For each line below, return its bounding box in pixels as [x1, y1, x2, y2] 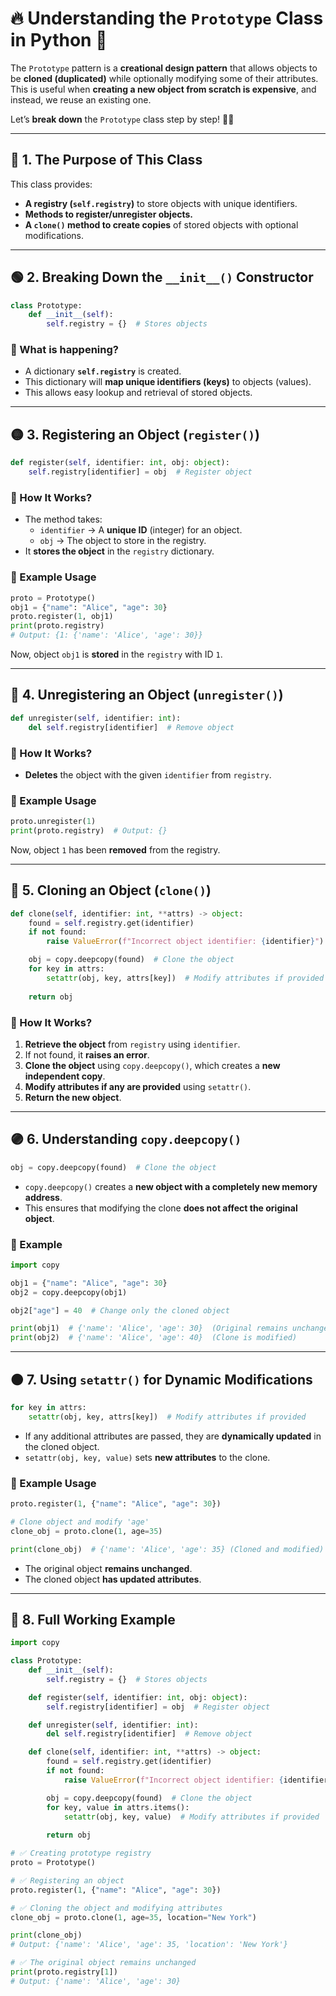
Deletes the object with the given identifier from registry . [24, 768, 272, 781]
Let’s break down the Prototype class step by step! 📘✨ [10, 113, 235, 125]
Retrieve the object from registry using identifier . [24, 1038, 241, 1050]
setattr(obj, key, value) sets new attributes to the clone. [24, 1451, 271, 1463]
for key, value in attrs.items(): [46, 1802, 190, 1812]
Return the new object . [24, 1091, 122, 1103]
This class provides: [10, 178, 93, 190]
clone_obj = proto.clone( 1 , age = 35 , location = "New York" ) [10, 1912, 257, 1922]
